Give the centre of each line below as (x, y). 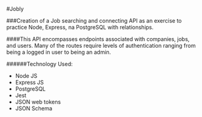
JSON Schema (34, 108)
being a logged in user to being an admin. (59, 52)
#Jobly (15, 9)
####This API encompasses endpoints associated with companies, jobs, (98, 39)
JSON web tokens (38, 102)
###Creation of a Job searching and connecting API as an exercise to (94, 21)
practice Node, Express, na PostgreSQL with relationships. (80, 27)
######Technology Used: (39, 64)
